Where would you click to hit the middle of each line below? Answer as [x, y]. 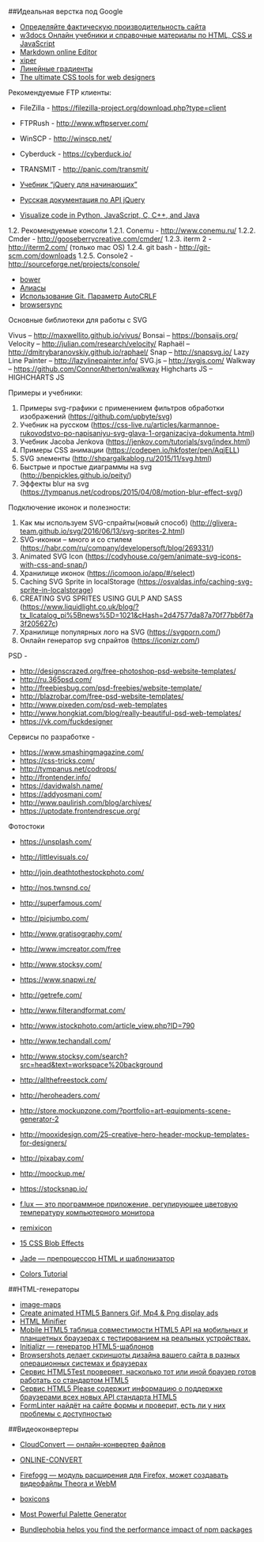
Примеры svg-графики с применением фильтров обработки [122, 408]
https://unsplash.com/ [56, 841]
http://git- [195, 247]
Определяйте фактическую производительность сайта [113, 27]
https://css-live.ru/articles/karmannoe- [156, 425]
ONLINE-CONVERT [51, 1460]
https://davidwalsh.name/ [61, 786]
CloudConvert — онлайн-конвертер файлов [92, 1444]
